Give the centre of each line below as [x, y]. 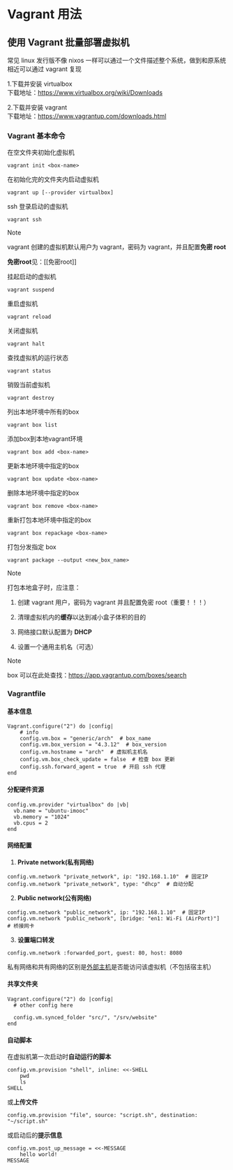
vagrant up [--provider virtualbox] [60, 193]
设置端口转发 [36, 940]
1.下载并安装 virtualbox [40, 84]
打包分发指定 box [32, 547]
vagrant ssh [24, 220]
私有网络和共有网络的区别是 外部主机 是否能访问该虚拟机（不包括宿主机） [111, 966]
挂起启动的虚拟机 [32, 277]
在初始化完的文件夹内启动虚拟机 [53, 179]
